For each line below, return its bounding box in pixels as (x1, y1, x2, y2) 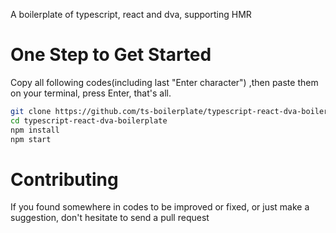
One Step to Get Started (10, 44, 212, 66)
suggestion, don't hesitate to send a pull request (10, 212, 210, 224)
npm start (10, 134, 52, 144)
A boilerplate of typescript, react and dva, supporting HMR (10, 9, 252, 20)
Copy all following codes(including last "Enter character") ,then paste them (10, 76, 319, 88)
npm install (10, 125, 60, 135)
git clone (10, 106, 52, 116)
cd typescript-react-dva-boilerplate (10, 115, 168, 126)
